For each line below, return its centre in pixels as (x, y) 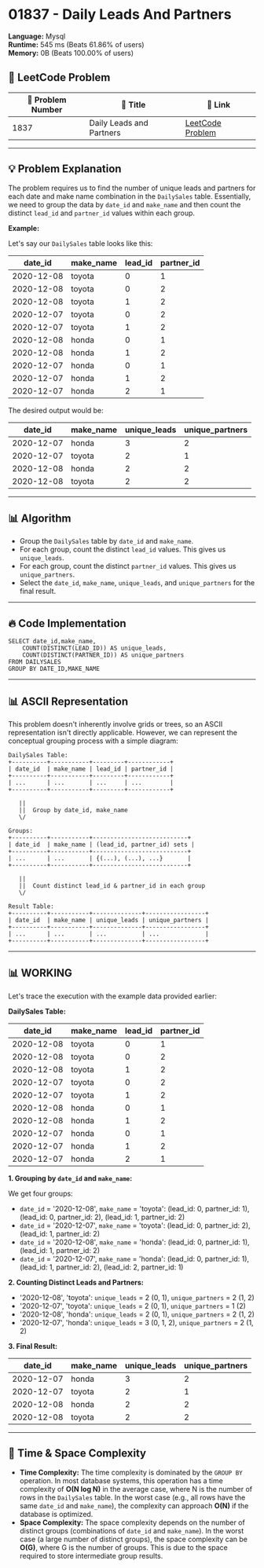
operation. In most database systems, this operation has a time (121, 1480)
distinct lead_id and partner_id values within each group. (101, 213)
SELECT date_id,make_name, (52, 642)
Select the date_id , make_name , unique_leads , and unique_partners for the (137, 583)
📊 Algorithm (40, 518)
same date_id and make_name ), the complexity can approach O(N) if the (134, 1505)
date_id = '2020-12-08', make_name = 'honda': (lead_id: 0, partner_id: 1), (134, 1242)
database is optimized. (56, 1514)
